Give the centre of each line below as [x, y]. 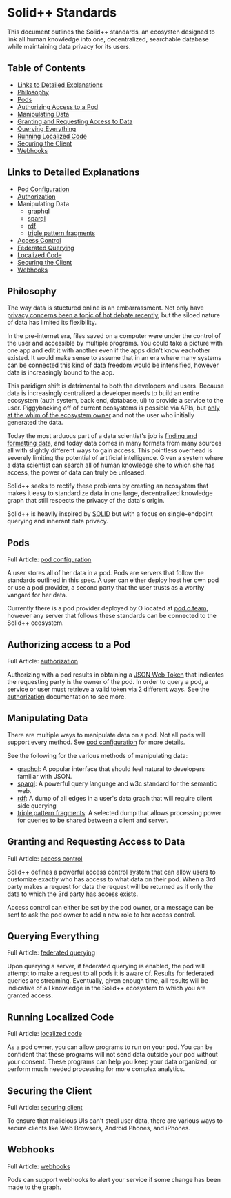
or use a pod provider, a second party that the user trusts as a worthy [106, 588]
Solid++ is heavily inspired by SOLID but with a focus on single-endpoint [110, 514]
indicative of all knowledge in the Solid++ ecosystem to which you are [107, 988]
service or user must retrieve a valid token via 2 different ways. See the [108, 689]
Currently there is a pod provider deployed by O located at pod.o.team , [108, 608]
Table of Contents [47, 68]
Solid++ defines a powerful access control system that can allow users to [111, 872]
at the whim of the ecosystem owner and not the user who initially [101, 415]
